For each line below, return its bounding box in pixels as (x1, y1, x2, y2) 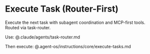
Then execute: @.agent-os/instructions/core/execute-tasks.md (5, 43, 131, 49)
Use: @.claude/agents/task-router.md (5, 34, 80, 40)
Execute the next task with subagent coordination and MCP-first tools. (5, 19, 146, 25)
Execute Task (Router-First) (5, 3, 119, 15)
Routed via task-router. (5, 24, 51, 30)
